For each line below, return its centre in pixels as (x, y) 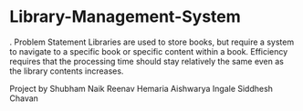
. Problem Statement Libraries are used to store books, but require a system (152, 42)
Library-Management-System (125, 17)
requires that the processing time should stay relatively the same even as (147, 61)
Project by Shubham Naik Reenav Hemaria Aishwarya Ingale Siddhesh (141, 88)
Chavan (24, 98)
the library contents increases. (67, 71)
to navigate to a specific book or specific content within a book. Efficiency (149, 51)
